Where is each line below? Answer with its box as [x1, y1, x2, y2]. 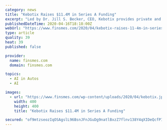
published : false [5, 44, 41, 49]
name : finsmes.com [9, 58, 48, 63]
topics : [5, 72, 21, 77]
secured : [5, 118, 23, 123]
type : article [5, 30, 35, 35]
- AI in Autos [9, 76, 39, 81]
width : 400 [14, 99, 37, 104]
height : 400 [14, 104, 39, 109]
